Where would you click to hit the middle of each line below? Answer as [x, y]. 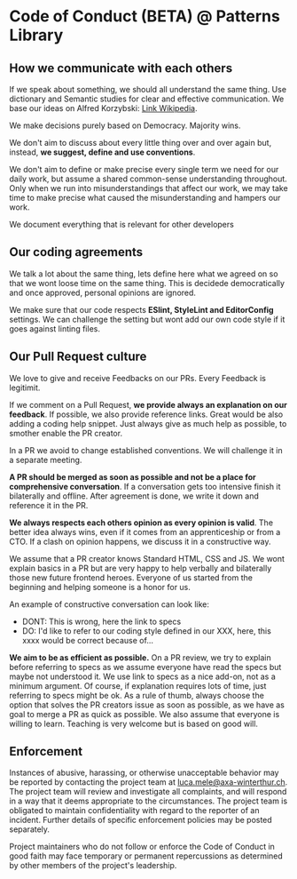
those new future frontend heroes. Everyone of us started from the [131, 577]
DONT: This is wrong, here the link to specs [102, 621]
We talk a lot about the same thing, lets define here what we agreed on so [144, 274]
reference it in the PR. [49, 505]
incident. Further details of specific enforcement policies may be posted [141, 820]
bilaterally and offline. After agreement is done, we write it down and [134, 496]
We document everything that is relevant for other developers [122, 224]
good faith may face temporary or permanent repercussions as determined [146, 856]
